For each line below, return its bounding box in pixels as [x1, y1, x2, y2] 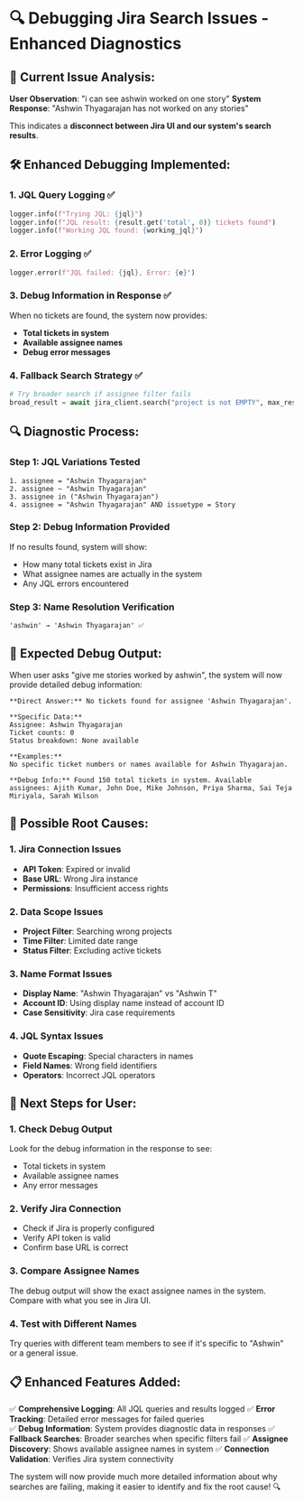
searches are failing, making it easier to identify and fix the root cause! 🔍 [9, 1481, 281, 1492]
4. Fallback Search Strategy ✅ [9, 368, 143, 381]
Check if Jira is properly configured [22, 1223, 155, 1234]
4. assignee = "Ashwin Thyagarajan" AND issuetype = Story [9, 499, 236, 509]
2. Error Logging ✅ [9, 247, 92, 260]
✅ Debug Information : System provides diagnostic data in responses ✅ [9, 1422, 275, 1433]
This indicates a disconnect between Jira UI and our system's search [9, 120, 272, 131]
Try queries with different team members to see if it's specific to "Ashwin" [9, 1338, 284, 1349]
